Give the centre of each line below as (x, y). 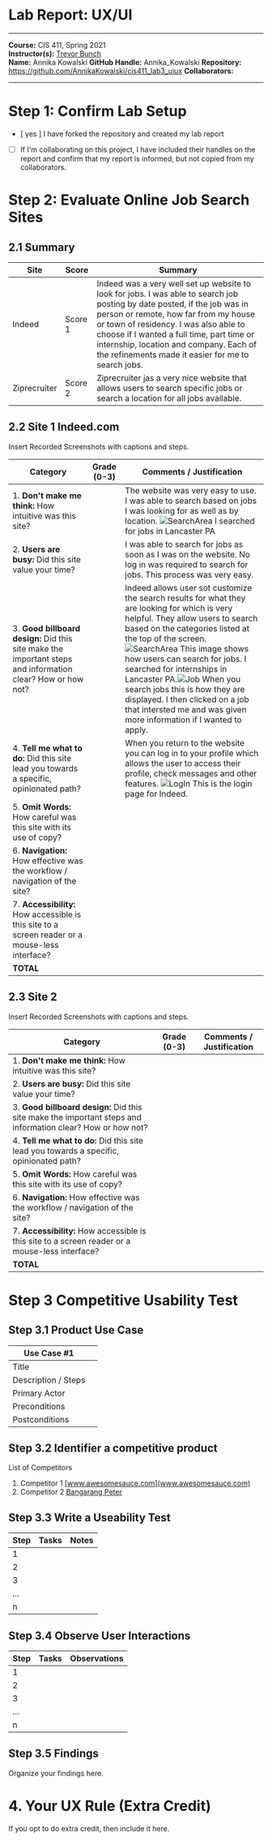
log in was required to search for (187, 564)
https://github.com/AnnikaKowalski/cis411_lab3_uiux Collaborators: (121, 71)
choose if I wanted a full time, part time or (176, 334)
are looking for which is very (179, 608)
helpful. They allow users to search (191, 618)
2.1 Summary (42, 247)
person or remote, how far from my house (176, 314)
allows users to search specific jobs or (170, 388)
